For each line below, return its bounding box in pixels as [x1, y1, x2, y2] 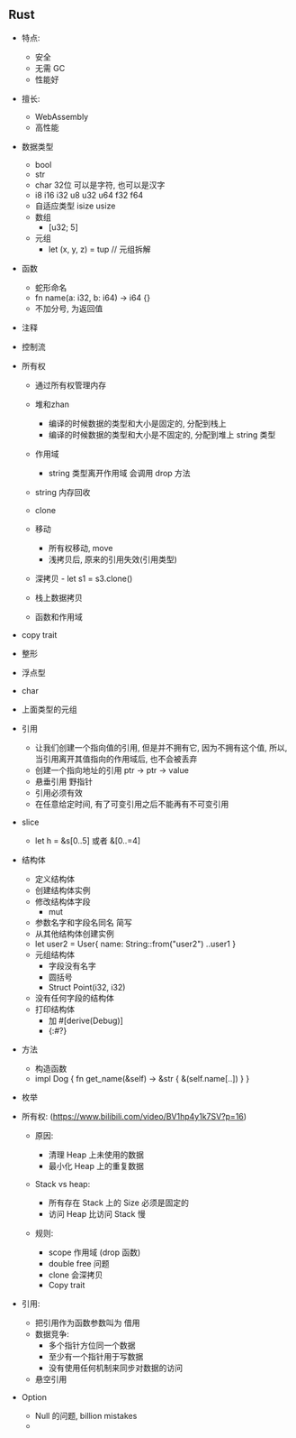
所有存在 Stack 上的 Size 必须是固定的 [48, 1197, 190, 1208]
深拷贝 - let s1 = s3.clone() [34, 573, 133, 584]
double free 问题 [48, 1258, 110, 1268]
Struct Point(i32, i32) [48, 982, 126, 992]
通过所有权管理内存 [34, 379, 107, 391]
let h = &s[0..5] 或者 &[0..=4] [34, 834, 141, 846]
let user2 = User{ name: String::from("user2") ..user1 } [34, 938, 236, 949]
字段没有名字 [48, 960, 96, 971]
